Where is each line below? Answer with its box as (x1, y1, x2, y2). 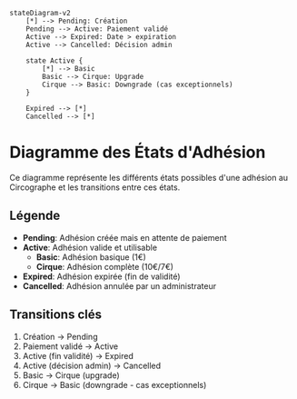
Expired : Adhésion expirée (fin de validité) (22, 271, 181, 282)
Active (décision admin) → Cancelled (22, 360, 162, 371)
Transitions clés (9, 307, 103, 323)
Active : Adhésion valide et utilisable (22, 242, 157, 253)
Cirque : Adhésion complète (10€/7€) (35, 261, 174, 272)
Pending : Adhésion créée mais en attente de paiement (22, 232, 227, 243)
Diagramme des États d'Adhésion (9, 142, 266, 163)
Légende (9, 208, 61, 224)
